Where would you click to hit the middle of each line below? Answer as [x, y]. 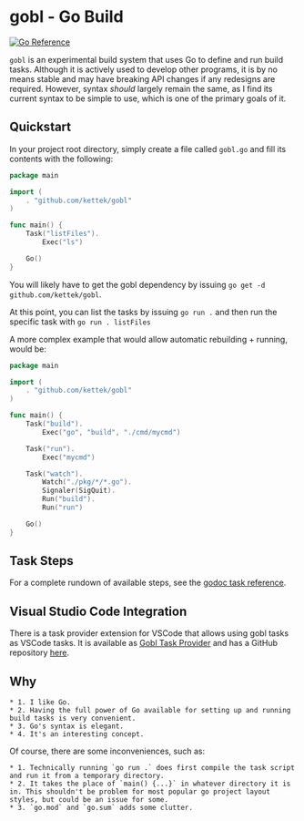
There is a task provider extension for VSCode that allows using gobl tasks [149, 633]
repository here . [40, 652]
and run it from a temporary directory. [87, 776]
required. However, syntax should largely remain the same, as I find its [141, 88]
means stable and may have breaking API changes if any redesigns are [142, 78]
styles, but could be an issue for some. [89, 800]
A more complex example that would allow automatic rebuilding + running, [149, 339]
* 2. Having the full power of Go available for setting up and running [150, 711]
